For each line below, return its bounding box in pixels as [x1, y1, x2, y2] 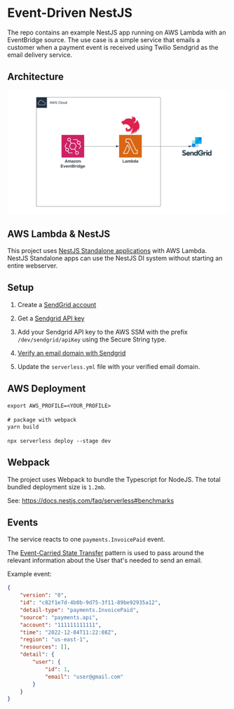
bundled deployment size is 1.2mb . [7, 483, 106, 491]
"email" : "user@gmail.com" [44, 673, 124, 680]
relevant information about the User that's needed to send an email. [7, 557, 202, 565]
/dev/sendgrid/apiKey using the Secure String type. [17, 335, 167, 344]
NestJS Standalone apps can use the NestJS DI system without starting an [7, 254, 223, 263]
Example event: [7, 570, 52, 578]
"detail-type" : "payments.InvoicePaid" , [20, 606, 139, 613]
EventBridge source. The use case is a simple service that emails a [7, 35, 200, 44]
